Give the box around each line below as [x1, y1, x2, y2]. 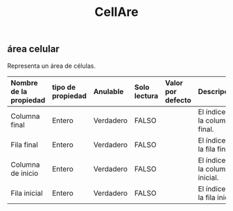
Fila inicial [10, 188, 43, 198]
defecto [165, 95, 192, 104]
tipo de [51, 82, 76, 92]
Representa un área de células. [7, 62, 96, 70]
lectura [134, 91, 159, 100]
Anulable [93, 86, 124, 96]
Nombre [10, 77, 38, 87]
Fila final [10, 140, 38, 149]
